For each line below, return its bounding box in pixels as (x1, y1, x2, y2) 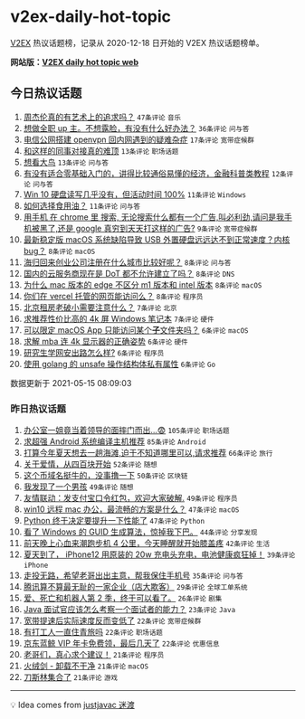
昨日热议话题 (10, 402, 67, 415)
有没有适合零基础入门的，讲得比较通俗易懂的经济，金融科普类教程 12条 (23, 167, 287, 178)
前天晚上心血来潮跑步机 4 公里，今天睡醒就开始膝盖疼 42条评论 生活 (23, 538, 271, 549)
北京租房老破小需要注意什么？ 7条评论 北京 (23, 301, 177, 313)
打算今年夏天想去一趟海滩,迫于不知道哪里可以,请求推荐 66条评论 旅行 (23, 448, 273, 459)
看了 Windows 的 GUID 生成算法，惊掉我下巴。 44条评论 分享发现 (23, 526, 258, 537)
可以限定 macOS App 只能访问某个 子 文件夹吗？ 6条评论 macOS (23, 324, 249, 336)
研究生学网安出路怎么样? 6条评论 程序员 (23, 346, 165, 358)
